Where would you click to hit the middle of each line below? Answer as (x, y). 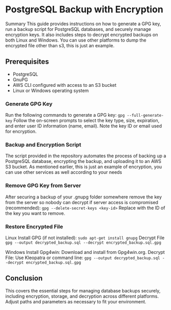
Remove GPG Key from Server (43, 186)
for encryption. (21, 132)
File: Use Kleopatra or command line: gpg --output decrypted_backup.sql (83, 258)
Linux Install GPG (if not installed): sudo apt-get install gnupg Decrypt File (85, 238)
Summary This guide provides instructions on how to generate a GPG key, (83, 24)
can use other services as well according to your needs (64, 172)
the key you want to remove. (35, 213)
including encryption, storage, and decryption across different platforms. (82, 296)
